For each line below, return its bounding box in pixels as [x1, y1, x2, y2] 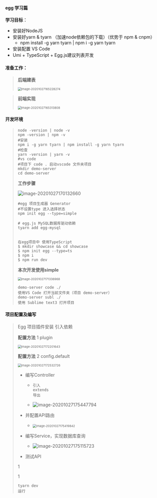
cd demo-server [17, 171, 50, 176]
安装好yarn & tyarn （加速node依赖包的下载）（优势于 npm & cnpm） [12, 34, 155, 40]
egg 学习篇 [5, 5, 28, 11]
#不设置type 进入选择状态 [17, 206, 66, 212]
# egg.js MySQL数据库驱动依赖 [17, 221, 76, 226]
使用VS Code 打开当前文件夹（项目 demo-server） [17, 290, 112, 295]
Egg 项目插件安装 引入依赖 [17, 323, 73, 329]
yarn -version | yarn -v [17, 152, 70, 157]
